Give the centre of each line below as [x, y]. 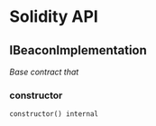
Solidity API [54, 17]
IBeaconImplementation [78, 50]
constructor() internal [54, 114]
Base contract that [44, 72]
